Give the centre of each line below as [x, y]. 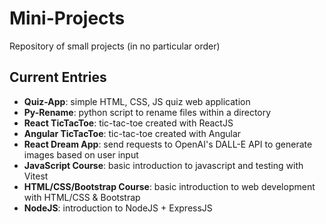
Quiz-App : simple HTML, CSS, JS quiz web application [137, 101]
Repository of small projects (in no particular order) [115, 46]
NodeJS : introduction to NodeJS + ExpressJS [118, 208]
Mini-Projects [67, 18]
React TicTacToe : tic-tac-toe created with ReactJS [128, 123]
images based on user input [81, 154]
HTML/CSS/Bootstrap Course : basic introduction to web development [169, 186]
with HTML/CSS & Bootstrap [82, 197]
